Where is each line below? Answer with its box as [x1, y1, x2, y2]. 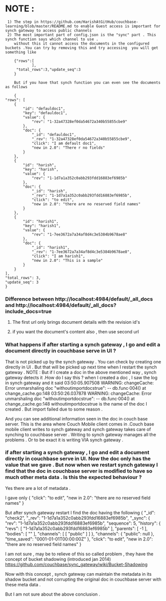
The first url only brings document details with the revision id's [12, 319, 140, 325]
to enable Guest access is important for [73, 23, 161, 29]
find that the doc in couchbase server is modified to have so [5, 468, 153, 475]
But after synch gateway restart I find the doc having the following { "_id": [5, 509, 156, 516]
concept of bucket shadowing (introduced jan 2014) [5, 556, 111, 562]
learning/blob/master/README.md [5, 23, 72, 29]
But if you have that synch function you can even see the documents [14, 80, 161, 85]
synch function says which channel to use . [5, 37, 99, 42]
